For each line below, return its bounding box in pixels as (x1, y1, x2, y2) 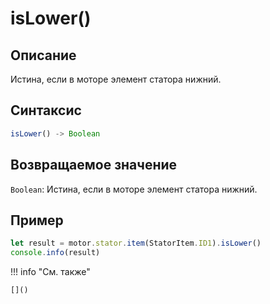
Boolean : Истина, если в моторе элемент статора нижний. (10, 183, 258, 195)
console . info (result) (10, 248, 101, 258)
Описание (10, 47, 77, 64)
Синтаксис (10, 102, 82, 119)
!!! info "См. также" (10, 266, 91, 278)
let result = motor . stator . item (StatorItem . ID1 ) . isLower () (10, 238, 262, 249)
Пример (10, 212, 64, 229)
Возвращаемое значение (10, 157, 178, 174)
